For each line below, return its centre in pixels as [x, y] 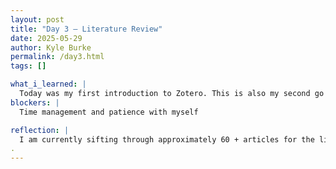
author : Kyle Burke [51, 47]
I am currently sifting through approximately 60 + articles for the [167, 139]
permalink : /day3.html [57, 57]
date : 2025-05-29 [46, 38]
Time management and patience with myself [109, 112]
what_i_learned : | [48, 84]
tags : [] [28, 66]
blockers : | [35, 102]
